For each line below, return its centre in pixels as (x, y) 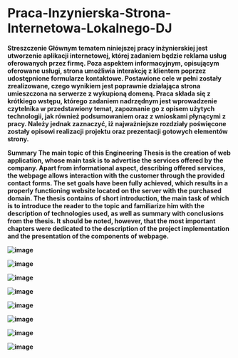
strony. (18, 139)
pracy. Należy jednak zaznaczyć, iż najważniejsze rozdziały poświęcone (117, 123)
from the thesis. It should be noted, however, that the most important (112, 221)
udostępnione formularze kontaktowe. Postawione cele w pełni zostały (115, 78)
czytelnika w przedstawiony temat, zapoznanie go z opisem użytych (111, 108)
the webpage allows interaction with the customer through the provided (116, 175)
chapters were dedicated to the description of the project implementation (118, 228)
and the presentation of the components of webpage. (88, 236)
